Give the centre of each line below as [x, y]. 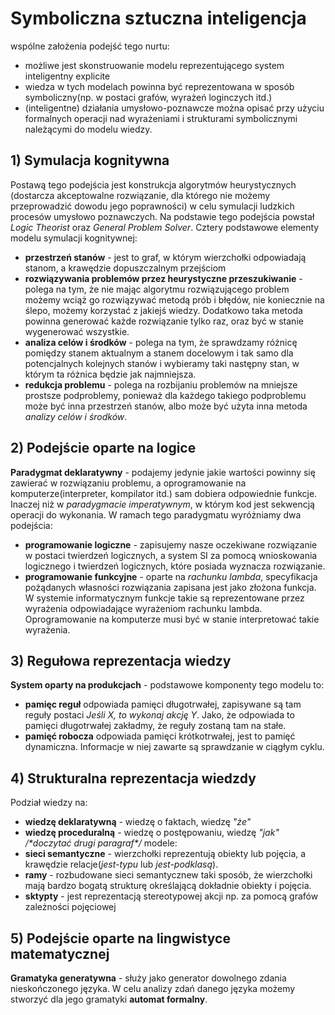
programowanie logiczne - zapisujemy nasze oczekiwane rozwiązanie [171, 544]
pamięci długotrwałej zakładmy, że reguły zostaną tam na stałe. [155, 726]
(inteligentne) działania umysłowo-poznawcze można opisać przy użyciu [174, 108]
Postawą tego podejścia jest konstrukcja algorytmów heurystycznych [153, 184]
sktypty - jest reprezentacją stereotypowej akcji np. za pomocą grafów [171, 896]
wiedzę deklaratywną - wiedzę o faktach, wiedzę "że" [138, 822]
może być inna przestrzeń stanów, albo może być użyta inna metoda [166, 406]
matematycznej [60, 953]
